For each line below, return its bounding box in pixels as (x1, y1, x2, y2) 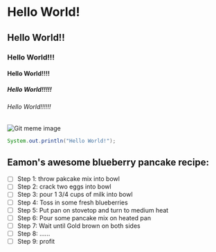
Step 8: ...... (17, 229, 51, 238)
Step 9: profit (17, 237, 55, 245)
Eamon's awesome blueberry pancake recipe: (7, 156, 210, 168)
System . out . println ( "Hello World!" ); (7, 137, 116, 144)
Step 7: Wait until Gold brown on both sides (17, 222, 141, 230)
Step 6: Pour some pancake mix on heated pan (17, 213, 151, 222)
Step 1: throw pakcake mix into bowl (17, 175, 120, 183)
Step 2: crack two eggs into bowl (17, 182, 112, 191)
